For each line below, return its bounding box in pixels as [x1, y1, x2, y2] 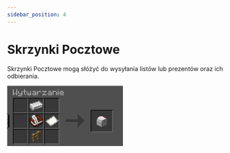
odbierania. [7, 72, 39, 80]
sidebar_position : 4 [7, 11, 67, 18]
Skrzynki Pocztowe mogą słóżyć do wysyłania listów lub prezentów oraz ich [7, 64, 223, 72]
